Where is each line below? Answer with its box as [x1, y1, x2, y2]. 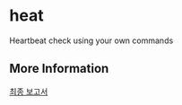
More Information [9, 61, 109, 76]
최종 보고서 [9, 86, 48, 97]
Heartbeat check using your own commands [9, 35, 174, 46]
